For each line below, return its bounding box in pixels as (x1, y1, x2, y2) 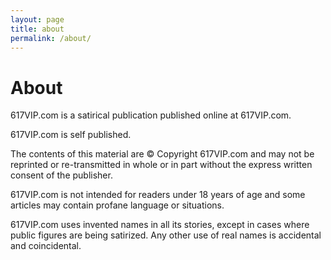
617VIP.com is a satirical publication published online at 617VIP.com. (10, 109, 292, 121)
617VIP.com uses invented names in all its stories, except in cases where (10, 219, 310, 231)
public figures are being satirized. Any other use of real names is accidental (10, 229, 322, 241)
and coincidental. (10, 240, 82, 252)
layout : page (10, 14, 65, 25)
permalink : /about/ (10, 33, 92, 43)
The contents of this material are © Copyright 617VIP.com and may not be (10, 148, 315, 160)
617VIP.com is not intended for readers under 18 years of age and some (10, 189, 306, 201)
